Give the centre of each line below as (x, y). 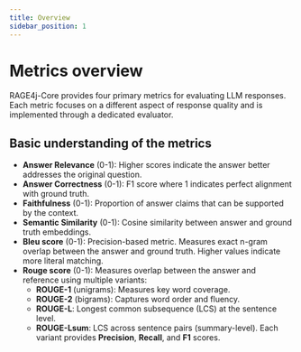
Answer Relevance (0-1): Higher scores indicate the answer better (146, 165)
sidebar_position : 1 (48, 26)
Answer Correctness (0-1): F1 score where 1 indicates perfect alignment (157, 184)
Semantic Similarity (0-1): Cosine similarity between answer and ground (157, 223)
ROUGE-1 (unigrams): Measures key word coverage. (133, 290)
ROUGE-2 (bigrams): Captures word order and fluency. (138, 300)
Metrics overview (76, 71)
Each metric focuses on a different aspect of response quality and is (136, 106)
